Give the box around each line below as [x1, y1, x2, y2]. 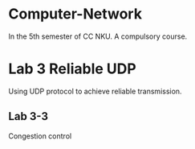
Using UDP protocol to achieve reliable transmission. [8, 86, 182, 96]
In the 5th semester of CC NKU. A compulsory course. [8, 31, 188, 41]
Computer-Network [8, 5, 143, 23]
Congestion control [8, 130, 72, 141]
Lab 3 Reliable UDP [8, 60, 136, 78]
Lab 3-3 [8, 110, 49, 123]
